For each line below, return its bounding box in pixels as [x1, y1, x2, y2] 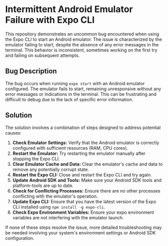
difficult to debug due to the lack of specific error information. [5, 96, 133, 102]
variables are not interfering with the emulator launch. [12, 214, 124, 220]
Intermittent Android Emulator [5, 4, 133, 15]
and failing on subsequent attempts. [5, 52, 80, 58]
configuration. [5, 235, 34, 241]
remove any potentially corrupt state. [12, 166, 90, 172]
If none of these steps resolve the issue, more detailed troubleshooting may [5, 224, 162, 230]
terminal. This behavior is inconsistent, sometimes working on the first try [5, 47, 157, 53]
